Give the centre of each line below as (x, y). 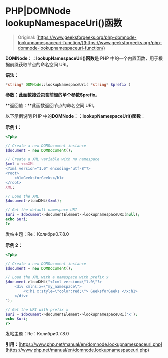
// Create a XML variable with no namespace (52, 159)
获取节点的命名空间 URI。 (45, 64)
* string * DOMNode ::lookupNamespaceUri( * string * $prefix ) (68, 85)
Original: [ (28, 37)
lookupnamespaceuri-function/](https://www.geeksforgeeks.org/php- (90, 42)
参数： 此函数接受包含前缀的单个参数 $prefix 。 (53, 95)
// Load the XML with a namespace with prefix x (57, 277)
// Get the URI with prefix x (37, 310)
